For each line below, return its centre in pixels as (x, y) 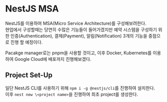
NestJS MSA (32, 9)
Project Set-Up (29, 75)
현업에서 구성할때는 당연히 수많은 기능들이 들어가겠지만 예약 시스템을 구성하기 (81, 29)
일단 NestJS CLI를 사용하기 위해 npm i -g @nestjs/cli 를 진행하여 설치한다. (80, 88)
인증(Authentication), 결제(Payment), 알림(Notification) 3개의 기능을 (79, 36)
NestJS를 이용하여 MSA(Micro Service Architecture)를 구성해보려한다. (76, 23)
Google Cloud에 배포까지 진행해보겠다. (53, 59)
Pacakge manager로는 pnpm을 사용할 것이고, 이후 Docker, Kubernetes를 (78, 53)
